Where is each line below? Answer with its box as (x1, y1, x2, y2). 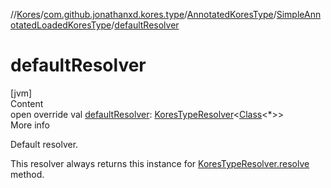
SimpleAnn (276, 9, 322, 20)
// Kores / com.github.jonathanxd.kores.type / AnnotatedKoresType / (10, 9, 277, 20)
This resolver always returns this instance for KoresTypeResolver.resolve (10, 157, 310, 169)
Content (10, 97, 44, 109)
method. (10, 168, 45, 180)
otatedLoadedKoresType (10, 19, 112, 31)
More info (10, 119, 51, 131)
